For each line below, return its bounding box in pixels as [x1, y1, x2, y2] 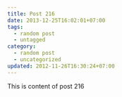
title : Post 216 [7, 10, 55, 18]
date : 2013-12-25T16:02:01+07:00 [7, 17, 106, 24]
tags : [7, 23, 23, 30]
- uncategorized [13, 56, 61, 63]
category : [7, 43, 37, 50]
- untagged [13, 37, 46, 44]
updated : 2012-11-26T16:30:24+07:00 [7, 63, 115, 70]
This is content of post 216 [7, 82, 85, 90]
